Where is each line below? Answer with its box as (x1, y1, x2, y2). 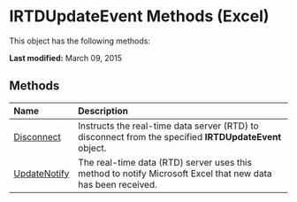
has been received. (78, 178, 157, 190)
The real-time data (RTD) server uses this (78, 156, 252, 168)
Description (78, 105, 128, 117)
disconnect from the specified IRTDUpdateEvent (78, 130, 282, 143)
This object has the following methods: (9, 35, 150, 46)
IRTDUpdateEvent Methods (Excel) (9, 6, 270, 27)
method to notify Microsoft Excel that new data (78, 167, 272, 179)
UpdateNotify (13, 167, 70, 179)
